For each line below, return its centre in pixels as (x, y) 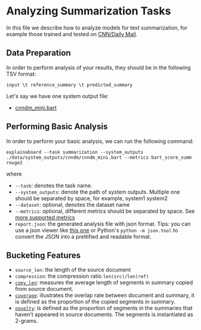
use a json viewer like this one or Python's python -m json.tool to (96, 230)
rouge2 (14, 163)
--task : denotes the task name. (54, 185)
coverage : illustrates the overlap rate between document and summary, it (105, 295)
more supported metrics (45, 217)
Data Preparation (38, 53)
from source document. (44, 289)
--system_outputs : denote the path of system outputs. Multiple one (97, 192)
